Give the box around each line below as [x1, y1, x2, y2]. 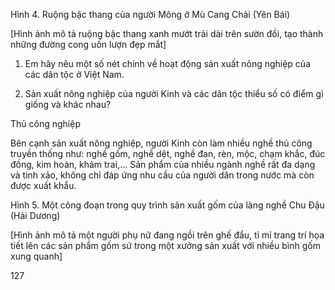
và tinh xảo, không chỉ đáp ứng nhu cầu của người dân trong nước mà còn [10, 169, 315, 181]
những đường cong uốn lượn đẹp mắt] [10, 39, 167, 50]
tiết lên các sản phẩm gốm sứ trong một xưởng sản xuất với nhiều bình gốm [10, 240, 321, 251]
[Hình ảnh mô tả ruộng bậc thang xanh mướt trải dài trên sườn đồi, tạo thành [10, 28, 324, 39]
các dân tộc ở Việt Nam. [24, 69, 125, 80]
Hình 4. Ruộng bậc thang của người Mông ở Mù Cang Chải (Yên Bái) [10, 9, 291, 20]
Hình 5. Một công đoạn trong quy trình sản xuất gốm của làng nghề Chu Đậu [10, 199, 325, 211]
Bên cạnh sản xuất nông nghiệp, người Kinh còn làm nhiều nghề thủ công [10, 137, 313, 149]
